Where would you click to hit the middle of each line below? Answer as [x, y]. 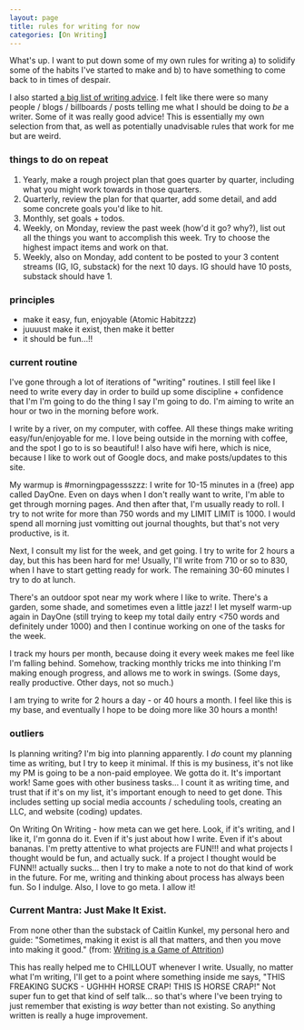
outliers [27, 734]
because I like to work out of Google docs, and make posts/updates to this [148, 458]
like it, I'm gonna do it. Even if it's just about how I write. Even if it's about [146, 838]
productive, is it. [39, 534]
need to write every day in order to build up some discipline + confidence [147, 392]
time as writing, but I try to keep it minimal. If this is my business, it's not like [152, 763]
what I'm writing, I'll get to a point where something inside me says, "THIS [147, 976]
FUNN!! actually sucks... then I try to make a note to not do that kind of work [152, 867]
